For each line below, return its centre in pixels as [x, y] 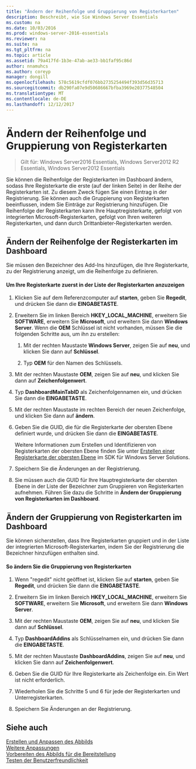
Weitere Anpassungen [33, 748]
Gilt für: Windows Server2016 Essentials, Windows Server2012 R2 [100, 162]
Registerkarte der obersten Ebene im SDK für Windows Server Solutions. [102, 457]
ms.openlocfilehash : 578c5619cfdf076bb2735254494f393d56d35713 [85, 83]
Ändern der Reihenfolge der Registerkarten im [92, 242]
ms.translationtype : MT [35, 93]
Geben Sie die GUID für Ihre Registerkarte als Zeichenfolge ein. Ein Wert [102, 674]
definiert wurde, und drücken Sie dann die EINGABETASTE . [86, 434]
